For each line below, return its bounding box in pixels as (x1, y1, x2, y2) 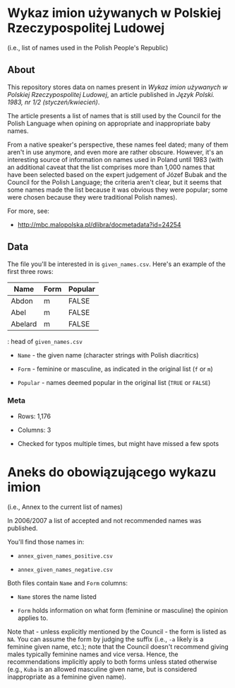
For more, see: (7, 207, 49, 215)
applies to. (17, 614, 48, 622)
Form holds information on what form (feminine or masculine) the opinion (17, 606, 228, 614)
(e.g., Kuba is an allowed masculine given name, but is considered (7, 665, 198, 673)
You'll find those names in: (7, 537, 85, 546)
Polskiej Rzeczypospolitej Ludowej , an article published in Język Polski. (7, 90, 215, 98)
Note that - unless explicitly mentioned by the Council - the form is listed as (7, 627, 227, 636)
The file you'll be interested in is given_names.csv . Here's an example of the (7, 260, 226, 268)
